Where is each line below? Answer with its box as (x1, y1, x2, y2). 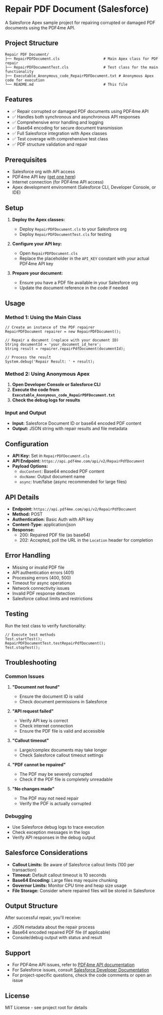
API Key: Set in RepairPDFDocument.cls (12, 453, 90, 459)
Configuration (5, 439, 49, 448)
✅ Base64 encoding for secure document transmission (12, 125, 123, 131)
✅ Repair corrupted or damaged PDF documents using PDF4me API (12, 108, 149, 114)
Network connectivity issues (12, 585, 70, 591)
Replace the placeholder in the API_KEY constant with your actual (19, 255, 150, 261)
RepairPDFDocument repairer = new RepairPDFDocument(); (5, 329, 121, 334)
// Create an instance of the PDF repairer (5, 324, 95, 330)
